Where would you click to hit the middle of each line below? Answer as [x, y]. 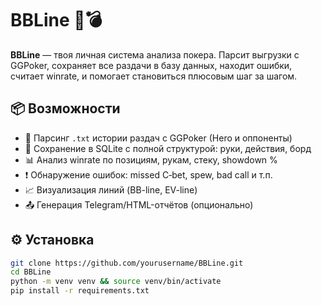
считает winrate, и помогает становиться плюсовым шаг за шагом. [154, 76]
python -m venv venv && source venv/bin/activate [116, 282]
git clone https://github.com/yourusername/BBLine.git [127, 263]
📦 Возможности [65, 108]
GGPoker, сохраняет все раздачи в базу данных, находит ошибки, [151, 65]
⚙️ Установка [52, 240]
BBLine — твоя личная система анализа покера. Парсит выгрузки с [155, 54]
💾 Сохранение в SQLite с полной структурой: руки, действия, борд [168, 148]
